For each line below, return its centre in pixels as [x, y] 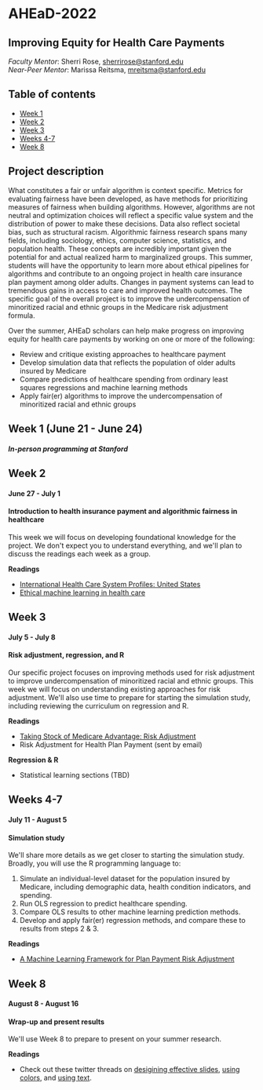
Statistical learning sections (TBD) [75, 775]
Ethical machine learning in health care [82, 592]
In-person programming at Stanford [68, 449]
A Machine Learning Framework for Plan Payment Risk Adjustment [127, 959]
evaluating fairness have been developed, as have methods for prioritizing [128, 199]
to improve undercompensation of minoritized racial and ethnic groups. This [131, 680]
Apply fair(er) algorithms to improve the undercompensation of [121, 396]
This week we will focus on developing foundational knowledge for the [122, 537]
